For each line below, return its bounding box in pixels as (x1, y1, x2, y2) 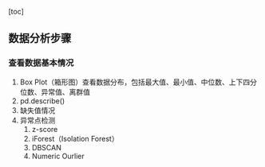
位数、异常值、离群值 (19, 87, 90, 96)
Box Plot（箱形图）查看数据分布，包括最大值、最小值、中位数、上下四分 (19, 77, 257, 87)
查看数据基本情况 (8, 57, 74, 68)
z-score (31, 124, 58, 134)
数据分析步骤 (8, 32, 72, 45)
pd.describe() (19, 95, 65, 106)
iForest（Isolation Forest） (31, 134, 119, 143)
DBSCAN (31, 142, 61, 152)
